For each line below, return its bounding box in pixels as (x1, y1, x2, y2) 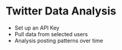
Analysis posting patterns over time (14, 37, 104, 44)
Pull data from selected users (14, 30, 89, 37)
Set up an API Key (14, 24, 60, 31)
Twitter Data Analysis (5, 4, 117, 18)
